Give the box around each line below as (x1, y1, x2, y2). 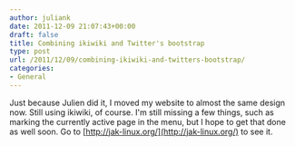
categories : (9, 64, 54, 73)
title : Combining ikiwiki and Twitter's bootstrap (9, 38, 205, 48)
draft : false (9, 30, 59, 39)
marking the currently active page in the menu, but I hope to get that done (9, 116, 286, 127)
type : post (9, 47, 51, 56)
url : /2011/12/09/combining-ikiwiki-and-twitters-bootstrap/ (9, 55, 246, 64)
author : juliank (9, 13, 71, 23)
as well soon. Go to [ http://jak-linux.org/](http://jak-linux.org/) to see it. (9, 126, 273, 137)
